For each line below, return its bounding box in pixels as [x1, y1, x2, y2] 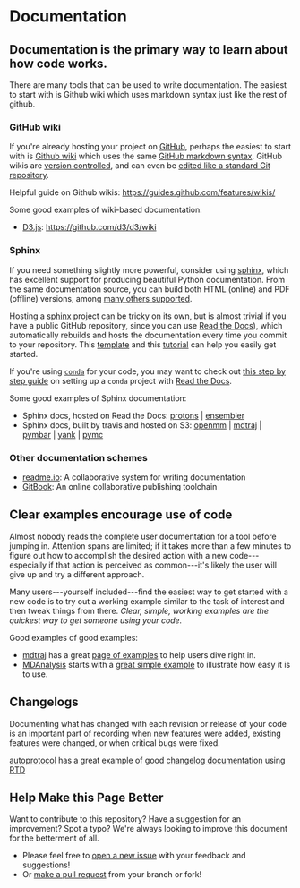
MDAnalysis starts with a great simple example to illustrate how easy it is [21, 659, 291, 670]
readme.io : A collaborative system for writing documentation [21, 472, 246, 482]
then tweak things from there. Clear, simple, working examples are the [9, 605, 269, 616]
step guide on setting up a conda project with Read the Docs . [9, 375, 233, 386]
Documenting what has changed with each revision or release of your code [9, 718, 287, 729]
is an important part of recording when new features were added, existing [9, 728, 281, 739]
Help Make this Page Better [9, 790, 164, 805]
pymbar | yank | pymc [21, 429, 104, 440]
